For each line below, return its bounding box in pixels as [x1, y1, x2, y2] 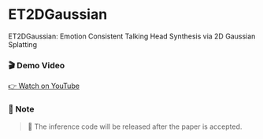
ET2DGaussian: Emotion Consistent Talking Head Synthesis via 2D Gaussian [8, 31, 256, 41]
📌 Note [8, 104, 35, 115]
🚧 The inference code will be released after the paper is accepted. [27, 122, 243, 131]
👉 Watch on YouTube [8, 81, 80, 91]
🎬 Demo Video [8, 60, 65, 71]
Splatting [8, 39, 38, 49]
